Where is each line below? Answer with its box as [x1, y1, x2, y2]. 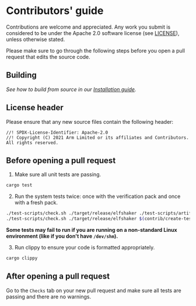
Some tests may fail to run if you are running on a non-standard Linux [6, 227, 177, 233]
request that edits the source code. [6, 53, 90, 60]
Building [6, 70, 37, 80]
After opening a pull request [6, 272, 110, 281]
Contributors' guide [6, 4, 104, 18]
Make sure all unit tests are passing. [14, 171, 101, 178]
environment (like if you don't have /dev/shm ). [6, 232, 118, 239]
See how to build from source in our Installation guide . [6, 86, 136, 93]
